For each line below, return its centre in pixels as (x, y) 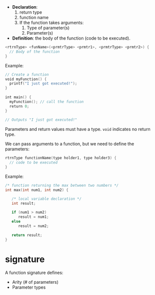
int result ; (24, 203)
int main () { (18, 97)
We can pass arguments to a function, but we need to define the (70, 144)
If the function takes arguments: (51, 22)
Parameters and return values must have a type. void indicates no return (78, 129)
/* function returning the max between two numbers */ (62, 185)
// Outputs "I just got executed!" (41, 120)
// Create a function (27, 74)
